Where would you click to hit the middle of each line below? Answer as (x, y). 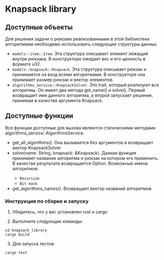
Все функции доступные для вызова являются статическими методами (80, 128)
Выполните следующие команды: (47, 221)
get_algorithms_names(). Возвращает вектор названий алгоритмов (82, 188)
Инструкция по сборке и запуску (47, 201)
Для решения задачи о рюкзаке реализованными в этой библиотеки (77, 39)
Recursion (30, 178)
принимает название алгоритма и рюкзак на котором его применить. (85, 158)
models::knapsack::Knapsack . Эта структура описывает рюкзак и (79, 69)
